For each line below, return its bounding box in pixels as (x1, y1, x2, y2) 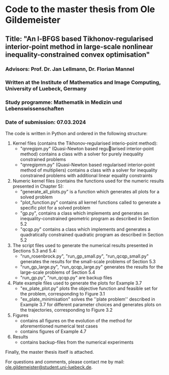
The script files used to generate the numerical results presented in (12, 242, 153, 248)
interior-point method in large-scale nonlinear (5, 42, 153, 51)
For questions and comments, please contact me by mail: (5, 358, 125, 365)
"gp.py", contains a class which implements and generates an (20, 210, 149, 216)
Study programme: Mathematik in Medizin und (5, 99, 122, 106)
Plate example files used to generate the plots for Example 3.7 (12, 280, 142, 286)
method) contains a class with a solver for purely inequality (20, 151, 144, 157)
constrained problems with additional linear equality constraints (20, 172, 153, 178)
